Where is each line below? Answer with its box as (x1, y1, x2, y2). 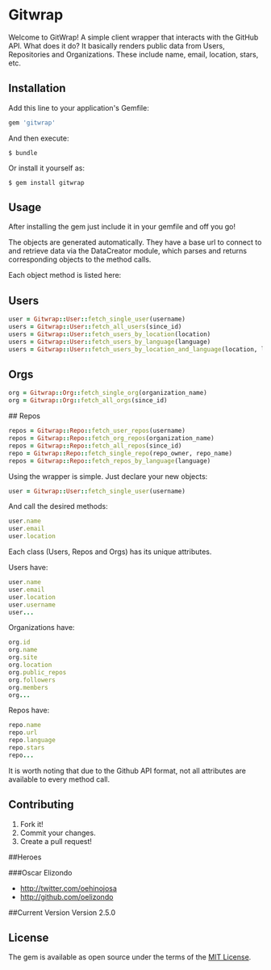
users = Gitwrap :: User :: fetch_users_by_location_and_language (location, (8, 345, 258, 353)
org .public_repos (8, 668, 67, 676)
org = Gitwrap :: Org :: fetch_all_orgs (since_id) (8, 397, 168, 405)
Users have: (8, 563, 48, 573)
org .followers (8, 676, 56, 684)
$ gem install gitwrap (8, 178, 85, 187)
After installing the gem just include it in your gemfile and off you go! (8, 222, 236, 232)
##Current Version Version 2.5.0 (8, 907, 116, 918)
